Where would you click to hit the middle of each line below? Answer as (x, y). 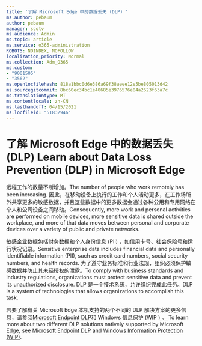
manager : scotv (25, 29)
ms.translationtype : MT (36, 96)
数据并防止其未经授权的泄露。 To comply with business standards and (97, 270)
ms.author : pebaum (29, 17)
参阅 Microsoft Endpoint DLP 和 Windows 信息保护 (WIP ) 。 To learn (105, 317)
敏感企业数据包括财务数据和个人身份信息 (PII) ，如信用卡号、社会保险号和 (97, 241)
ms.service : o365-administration (48, 46)
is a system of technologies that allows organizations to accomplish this (95, 291)
